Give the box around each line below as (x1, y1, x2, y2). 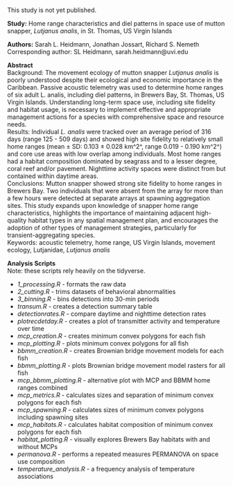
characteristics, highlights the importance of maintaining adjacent (7, 209, 195, 217)
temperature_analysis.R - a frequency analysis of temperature (17, 465, 196, 473)
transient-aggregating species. (7, 231, 96, 239)
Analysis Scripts (7, 259, 56, 267)
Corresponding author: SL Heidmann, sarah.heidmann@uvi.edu (7, 48, 189, 56)
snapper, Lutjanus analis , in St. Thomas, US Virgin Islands (7, 27, 173, 35)
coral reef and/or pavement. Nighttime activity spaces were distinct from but (7, 165, 226, 172)
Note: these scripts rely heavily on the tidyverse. (7, 267, 146, 275)
